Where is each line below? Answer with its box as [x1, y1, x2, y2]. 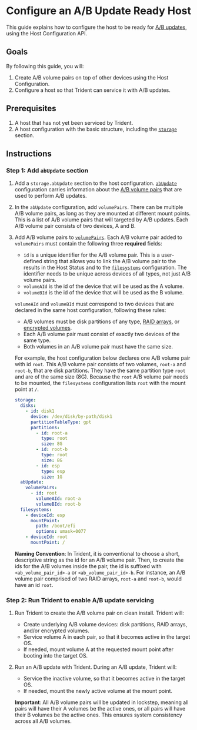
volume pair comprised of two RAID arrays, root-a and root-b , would [14, 575, 182, 582]
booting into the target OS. [23, 652, 88, 659]
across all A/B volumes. [14, 718, 72, 725]
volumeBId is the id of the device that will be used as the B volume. [23, 289, 184, 296]
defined [23, 258, 42, 265]
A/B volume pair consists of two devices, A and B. [14, 223, 136, 230]
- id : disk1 [25, 408, 55, 414]
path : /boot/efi [36, 523, 76, 529]
